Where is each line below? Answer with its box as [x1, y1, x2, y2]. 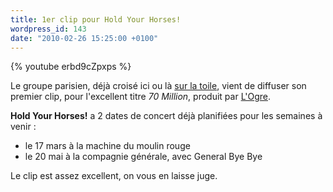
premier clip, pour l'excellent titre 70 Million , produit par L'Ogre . [10, 91, 272, 103]
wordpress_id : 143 [10, 24, 87, 34]
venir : [10, 121, 37, 133]
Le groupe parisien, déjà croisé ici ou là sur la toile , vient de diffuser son [10, 80, 307, 92]
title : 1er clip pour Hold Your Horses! [10, 14, 182, 25]
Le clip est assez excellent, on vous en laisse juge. [10, 170, 218, 182]
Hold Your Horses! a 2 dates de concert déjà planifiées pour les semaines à [10, 110, 323, 122]
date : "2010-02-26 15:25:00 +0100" [10, 33, 159, 43]
